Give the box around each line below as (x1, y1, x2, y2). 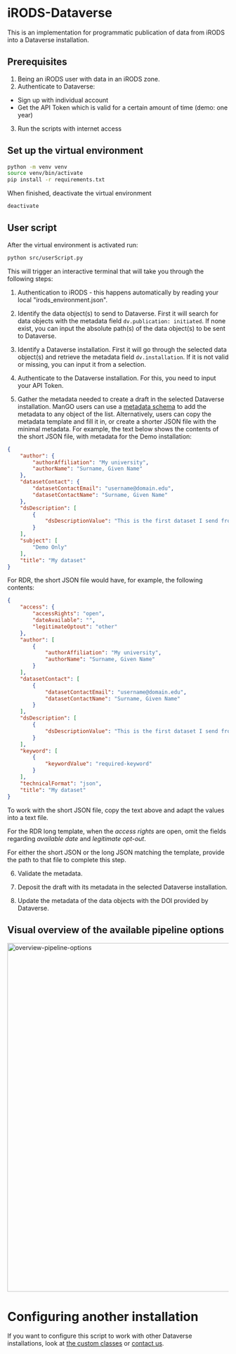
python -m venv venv (7, 163, 68, 170)
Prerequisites (7, 56, 67, 68)
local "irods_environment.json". (17, 295, 107, 304)
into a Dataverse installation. (7, 35, 89, 44)
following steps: (7, 274, 53, 282)
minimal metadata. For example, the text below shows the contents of (17, 424, 219, 433)
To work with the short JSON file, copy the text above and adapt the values (7, 806, 225, 814)
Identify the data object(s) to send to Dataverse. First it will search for (17, 309, 219, 318)
